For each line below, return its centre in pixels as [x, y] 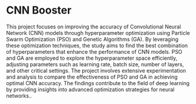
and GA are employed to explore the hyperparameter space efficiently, [92, 58]
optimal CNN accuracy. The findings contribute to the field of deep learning [98, 83]
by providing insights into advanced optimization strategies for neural [91, 89]
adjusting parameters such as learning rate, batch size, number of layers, [95, 64]
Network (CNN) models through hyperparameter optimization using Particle [98, 32]
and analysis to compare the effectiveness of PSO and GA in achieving [92, 77]
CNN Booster [39, 10]
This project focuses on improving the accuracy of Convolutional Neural [94, 27]
